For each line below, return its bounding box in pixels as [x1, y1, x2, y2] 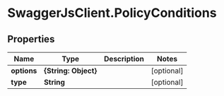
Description [103, 54, 145, 64]
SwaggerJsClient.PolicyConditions [7, 5, 217, 21]
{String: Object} [43, 66, 98, 76]
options [11, 66, 37, 76]
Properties [7, 33, 55, 45]
